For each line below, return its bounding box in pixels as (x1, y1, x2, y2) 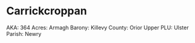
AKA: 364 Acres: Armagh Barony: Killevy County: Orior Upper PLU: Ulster (6, 24, 189, 31)
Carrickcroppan (6, 4, 88, 18)
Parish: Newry (6, 30, 42, 37)
